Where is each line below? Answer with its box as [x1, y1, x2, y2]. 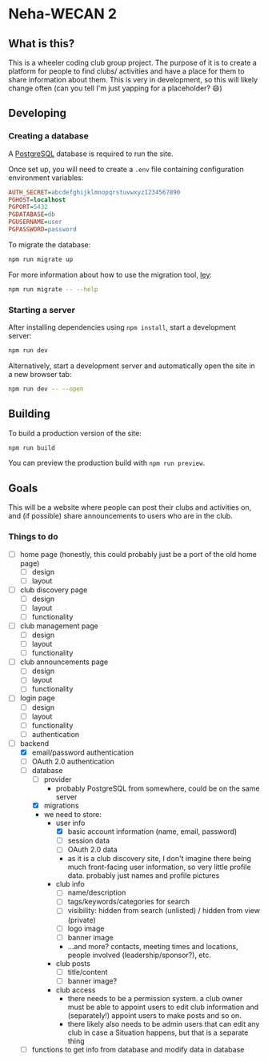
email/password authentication [31, 747, 134, 757]
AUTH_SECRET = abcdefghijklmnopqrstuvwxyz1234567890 [8, 188, 181, 196]
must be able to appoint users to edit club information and [67, 1002, 259, 1012]
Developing [8, 106, 66, 120]
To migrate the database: [8, 239, 91, 249]
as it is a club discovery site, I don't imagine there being [67, 854, 252, 864]
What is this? [8, 37, 75, 50]
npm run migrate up [8, 255, 74, 263]
